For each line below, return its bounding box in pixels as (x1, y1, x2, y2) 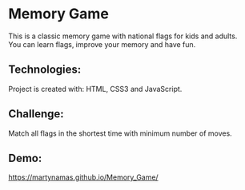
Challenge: (8, 107, 64, 121)
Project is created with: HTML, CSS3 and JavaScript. (8, 84, 183, 93)
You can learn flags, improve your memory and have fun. (8, 39, 196, 49)
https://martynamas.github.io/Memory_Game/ (8, 172, 159, 182)
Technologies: (8, 63, 82, 77)
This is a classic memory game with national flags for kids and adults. (8, 31, 238, 41)
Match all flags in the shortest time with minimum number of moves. (8, 129, 232, 138)
